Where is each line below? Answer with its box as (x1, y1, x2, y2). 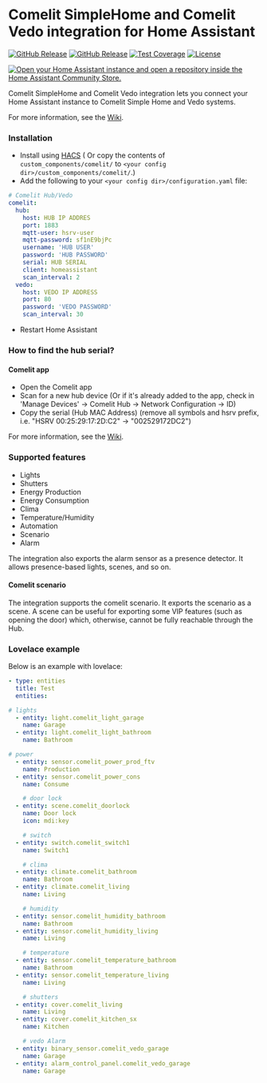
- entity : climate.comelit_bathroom (15, 868, 137, 876)
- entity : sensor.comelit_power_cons (15, 773, 141, 781)
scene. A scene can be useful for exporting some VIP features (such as (8, 606, 243, 616)
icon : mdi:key (22, 817, 69, 825)
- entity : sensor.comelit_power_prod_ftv (15, 758, 155, 766)
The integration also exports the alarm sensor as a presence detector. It (8, 553, 244, 563)
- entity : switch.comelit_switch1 (15, 838, 130, 846)
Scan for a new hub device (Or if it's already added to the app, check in (19, 391, 255, 400)
